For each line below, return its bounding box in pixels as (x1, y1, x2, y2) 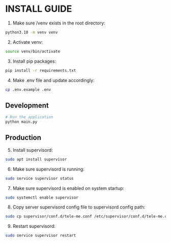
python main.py (5, 119, 38, 125)
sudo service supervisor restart (5, 233, 76, 238)
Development (5, 101, 49, 110)
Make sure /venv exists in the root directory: (12, 20, 105, 26)
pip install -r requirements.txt (5, 68, 76, 73)
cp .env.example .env (5, 87, 51, 92)
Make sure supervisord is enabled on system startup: (12, 185, 125, 191)
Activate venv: (12, 39, 43, 45)
